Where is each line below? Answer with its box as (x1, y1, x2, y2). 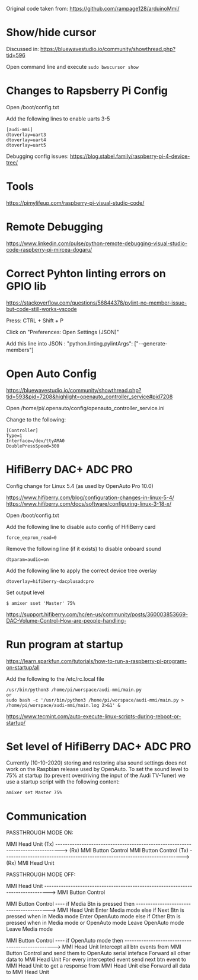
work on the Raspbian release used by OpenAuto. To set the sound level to (6, 766, 189, 773)
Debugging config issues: (6, 153, 69, 160)
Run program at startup (6, 638, 123, 651)
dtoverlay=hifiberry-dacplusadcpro (6, 578, 94, 584)
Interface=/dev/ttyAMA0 (6, 437, 65, 444)
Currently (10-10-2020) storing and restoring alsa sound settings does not (6, 759, 187, 766)
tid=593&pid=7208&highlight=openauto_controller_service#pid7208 (6, 393, 173, 400)
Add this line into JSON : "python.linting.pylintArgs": (6, 340, 133, 347)
